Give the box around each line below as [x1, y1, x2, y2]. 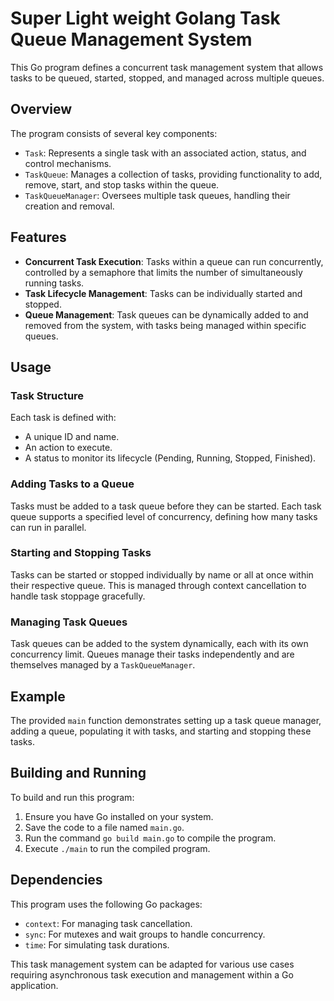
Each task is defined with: [10, 412, 117, 424]
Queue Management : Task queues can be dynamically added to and [24, 308, 309, 321]
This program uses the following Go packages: [10, 898, 203, 910]
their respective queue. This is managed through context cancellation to [10, 579, 307, 591]
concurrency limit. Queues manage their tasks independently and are [10, 648, 295, 661]
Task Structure [10, 388, 85, 402]
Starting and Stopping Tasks [10, 546, 152, 560]
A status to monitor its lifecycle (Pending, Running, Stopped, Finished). [24, 452, 317, 464]
